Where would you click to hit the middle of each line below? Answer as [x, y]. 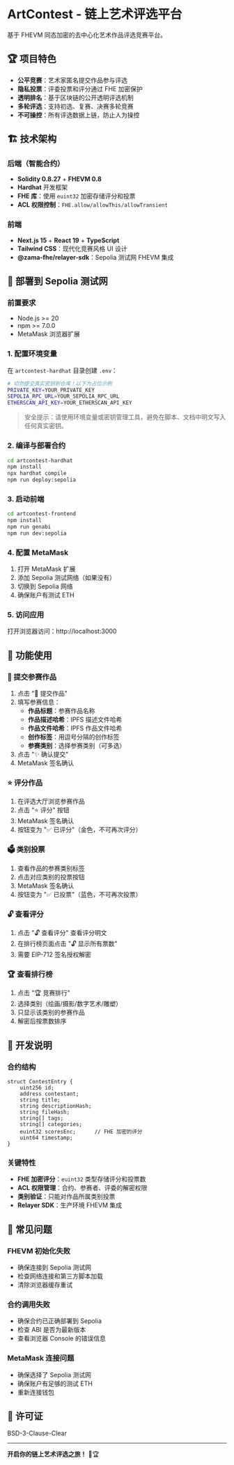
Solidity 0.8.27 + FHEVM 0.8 [60, 179]
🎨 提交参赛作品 [32, 677]
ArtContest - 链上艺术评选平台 [95, 14]
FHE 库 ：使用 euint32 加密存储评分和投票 [76, 196]
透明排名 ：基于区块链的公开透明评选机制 [75, 97]
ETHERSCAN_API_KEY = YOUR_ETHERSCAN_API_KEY [70, 403]
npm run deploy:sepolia [42, 480]
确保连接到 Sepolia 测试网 [54, 1267]
